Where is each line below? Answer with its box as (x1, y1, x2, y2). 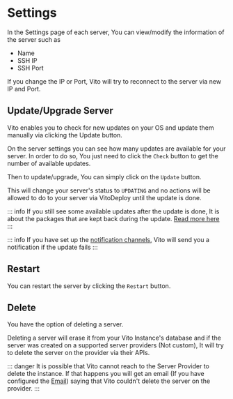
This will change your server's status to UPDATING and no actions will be (7, 186, 211, 195)
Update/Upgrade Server (7, 105, 113, 116)
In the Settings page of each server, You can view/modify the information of (7, 28, 225, 36)
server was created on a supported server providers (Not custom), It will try (7, 341, 224, 349)
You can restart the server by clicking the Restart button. (7, 281, 171, 290)
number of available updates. (7, 159, 91, 167)
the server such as (7, 35, 61, 43)
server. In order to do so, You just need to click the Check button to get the (7, 151, 219, 160)
